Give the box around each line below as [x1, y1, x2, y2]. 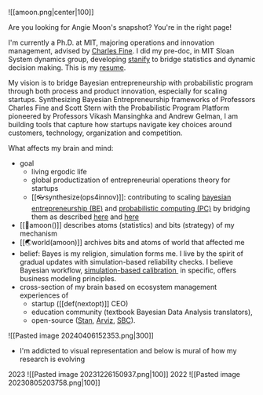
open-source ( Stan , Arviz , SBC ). [31, 316, 136, 325]
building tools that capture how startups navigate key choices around [8, 120, 232, 129]
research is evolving [19, 354, 85, 364]
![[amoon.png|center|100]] [8, 8, 94, 16]
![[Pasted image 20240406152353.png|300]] [8, 331, 155, 340]
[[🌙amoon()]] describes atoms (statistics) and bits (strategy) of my [19, 221, 235, 229]
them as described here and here [31, 212, 140, 221]
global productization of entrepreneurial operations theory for [31, 175, 231, 185]
